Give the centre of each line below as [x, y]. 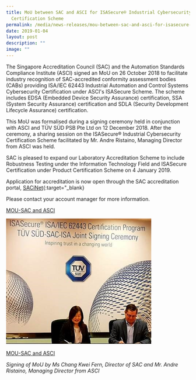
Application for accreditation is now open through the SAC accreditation [92, 181]
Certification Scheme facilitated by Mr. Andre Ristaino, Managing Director [94, 140]
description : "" [26, 43]
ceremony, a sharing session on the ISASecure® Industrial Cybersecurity [93, 134]
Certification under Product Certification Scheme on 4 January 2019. [89, 170]
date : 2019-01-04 [27, 31]
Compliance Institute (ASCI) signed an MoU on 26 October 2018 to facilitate [97, 72]
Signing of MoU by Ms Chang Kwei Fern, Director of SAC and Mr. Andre [92, 364]
